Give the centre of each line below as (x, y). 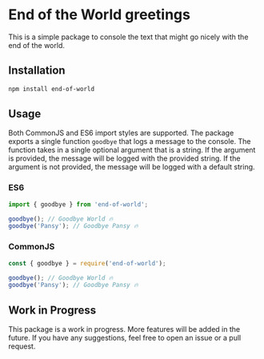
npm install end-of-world (51, 89)
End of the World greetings (99, 15)
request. (22, 346)
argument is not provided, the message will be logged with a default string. (132, 167)
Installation (37, 71)
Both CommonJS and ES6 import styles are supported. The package (121, 133)
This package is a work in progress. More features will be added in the (124, 329)
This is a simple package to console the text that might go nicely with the (128, 37)
